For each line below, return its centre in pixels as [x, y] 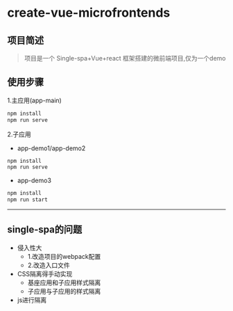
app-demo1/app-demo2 [51, 148]
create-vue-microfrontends [89, 13]
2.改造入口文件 [49, 265]
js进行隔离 [32, 300]
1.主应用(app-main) [35, 100]
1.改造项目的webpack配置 [64, 256]
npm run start [28, 200]
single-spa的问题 [45, 230]
